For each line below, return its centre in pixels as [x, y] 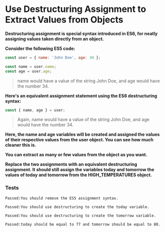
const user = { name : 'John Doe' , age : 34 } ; [53, 58]
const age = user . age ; [28, 71]
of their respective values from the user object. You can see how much [79, 140]
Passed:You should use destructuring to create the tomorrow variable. [81, 216]
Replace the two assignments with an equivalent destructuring [71, 164]
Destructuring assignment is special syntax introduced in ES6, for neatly [82, 33]
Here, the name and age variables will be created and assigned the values [82, 134]
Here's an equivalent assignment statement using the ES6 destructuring [81, 96]
